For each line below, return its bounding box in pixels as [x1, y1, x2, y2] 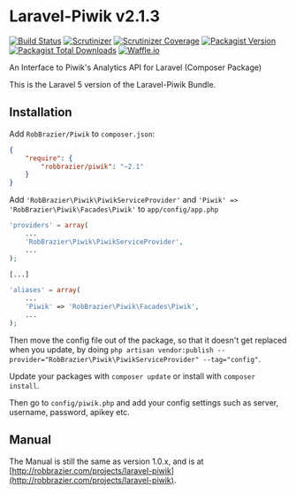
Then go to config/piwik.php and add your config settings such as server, [9, 397, 279, 408]
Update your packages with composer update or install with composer [9, 370, 256, 382]
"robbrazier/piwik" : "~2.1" [41, 162, 144, 171]
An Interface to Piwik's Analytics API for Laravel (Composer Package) [9, 62, 262, 73]
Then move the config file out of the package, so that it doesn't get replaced [9, 335, 287, 345]
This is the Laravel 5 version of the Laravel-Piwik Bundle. [9, 79, 216, 89]
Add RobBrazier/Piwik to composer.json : [9, 128, 156, 139]
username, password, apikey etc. [9, 406, 130, 417]
